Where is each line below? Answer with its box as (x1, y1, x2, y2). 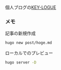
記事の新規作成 (5, 30, 36, 36)
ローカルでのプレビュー (5, 50, 53, 56)
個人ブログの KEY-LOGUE (5, 4, 57, 10)
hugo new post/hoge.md (5, 40, 52, 45)
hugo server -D (5, 60, 37, 65)
